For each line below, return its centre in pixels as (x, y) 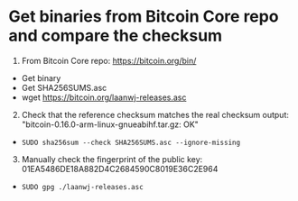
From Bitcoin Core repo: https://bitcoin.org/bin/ (109, 60)
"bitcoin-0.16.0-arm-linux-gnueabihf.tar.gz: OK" (110, 124)
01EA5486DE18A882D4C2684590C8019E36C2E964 (120, 169)
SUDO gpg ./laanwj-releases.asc (82, 187)
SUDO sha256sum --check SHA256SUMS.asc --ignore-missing (131, 142)
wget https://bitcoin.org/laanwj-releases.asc (104, 97)
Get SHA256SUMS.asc (64, 87)
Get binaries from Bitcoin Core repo (144, 17)
